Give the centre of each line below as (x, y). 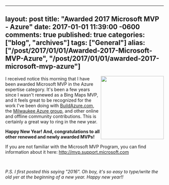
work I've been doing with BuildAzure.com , (50, 105)
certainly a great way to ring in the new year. (51, 121)
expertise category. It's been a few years (48, 89)
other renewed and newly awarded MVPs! (50, 136)
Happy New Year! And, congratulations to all (53, 131)
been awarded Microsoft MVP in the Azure (49, 84)
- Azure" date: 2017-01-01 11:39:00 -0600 (72, 27)
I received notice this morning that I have (48, 78)
